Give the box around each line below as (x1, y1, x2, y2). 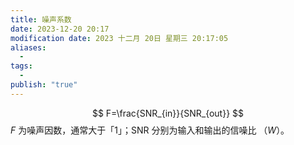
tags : (10, 61, 33, 71)
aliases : (10, 42, 47, 53)
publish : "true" (10, 80, 78, 90)
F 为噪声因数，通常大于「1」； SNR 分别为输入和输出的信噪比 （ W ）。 (10, 124, 290, 136)
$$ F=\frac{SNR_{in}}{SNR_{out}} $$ (91, 107, 245, 119)
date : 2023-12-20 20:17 (10, 24, 110, 34)
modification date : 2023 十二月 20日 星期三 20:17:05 (10, 33, 229, 43)
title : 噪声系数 (10, 14, 72, 25)
